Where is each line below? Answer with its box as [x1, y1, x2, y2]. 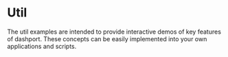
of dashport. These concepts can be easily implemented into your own [7, 34, 207, 43]
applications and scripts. [7, 42, 77, 50]
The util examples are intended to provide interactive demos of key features [7, 27, 222, 36]
